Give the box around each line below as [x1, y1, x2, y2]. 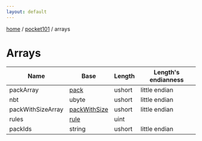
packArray [9, 85, 39, 94]
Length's [153, 68, 180, 76]
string [69, 124, 86, 133]
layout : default [6, 8, 47, 15]
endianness [149, 76, 185, 84]
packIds [9, 124, 32, 133]
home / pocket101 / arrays [6, 25, 70, 32]
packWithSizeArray [9, 105, 64, 113]
